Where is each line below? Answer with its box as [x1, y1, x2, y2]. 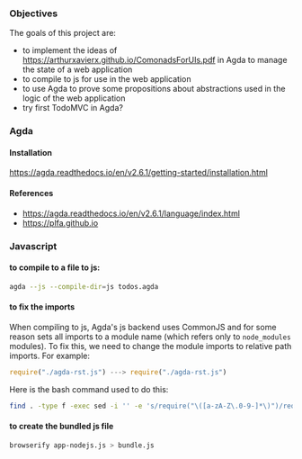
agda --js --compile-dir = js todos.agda [9, 282, 159, 291]
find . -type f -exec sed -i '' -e [9, 401, 143, 410]
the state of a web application [22, 64, 133, 75]
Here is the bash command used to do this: [9, 383, 169, 394]
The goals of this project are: [9, 28, 117, 39]
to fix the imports [9, 301, 75, 312]
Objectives [9, 7, 58, 20]
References [9, 188, 54, 199]
